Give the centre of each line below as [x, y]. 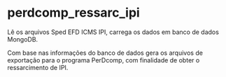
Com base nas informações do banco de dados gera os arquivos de [105, 53]
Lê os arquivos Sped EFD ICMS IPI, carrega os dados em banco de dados [113, 32]
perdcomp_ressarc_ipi [73, 13]
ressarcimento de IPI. [38, 67]
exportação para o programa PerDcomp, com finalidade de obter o [104, 60]
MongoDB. [23, 39]
